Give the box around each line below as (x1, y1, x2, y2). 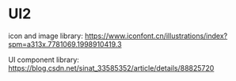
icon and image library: (8, 31, 83, 40)
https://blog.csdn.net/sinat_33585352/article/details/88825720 (8, 63, 215, 72)
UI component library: (8, 55, 79, 64)
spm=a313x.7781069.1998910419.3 (8, 39, 122, 48)
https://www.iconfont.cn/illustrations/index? (84, 31, 228, 40)
